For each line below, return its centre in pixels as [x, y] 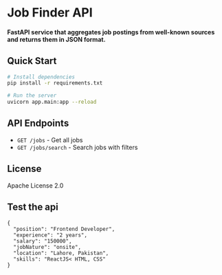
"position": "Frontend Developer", [64, 229]
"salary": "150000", [43, 241]
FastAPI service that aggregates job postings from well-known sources [111, 32]
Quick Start [32, 61]
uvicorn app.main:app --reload [52, 102]
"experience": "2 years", [51, 235]
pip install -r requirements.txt [55, 83]
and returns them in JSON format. [56, 39]
